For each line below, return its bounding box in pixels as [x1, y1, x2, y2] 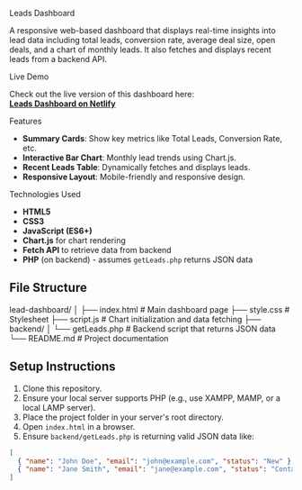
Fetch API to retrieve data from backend [22, 245, 173, 255]
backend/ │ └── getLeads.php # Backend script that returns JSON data [9, 323, 276, 334]
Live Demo [9, 71, 49, 82]
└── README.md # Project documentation [9, 332, 169, 343]
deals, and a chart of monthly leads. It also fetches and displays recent [9, 44, 271, 55]
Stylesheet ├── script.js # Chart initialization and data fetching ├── [9, 313, 262, 324]
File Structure [9, 280, 87, 295]
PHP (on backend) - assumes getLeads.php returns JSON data [22, 254, 253, 265]
